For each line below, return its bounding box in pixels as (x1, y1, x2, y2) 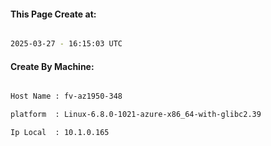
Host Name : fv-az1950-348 (10, 91, 123, 102)
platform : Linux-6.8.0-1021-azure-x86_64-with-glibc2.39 (10, 110, 262, 120)
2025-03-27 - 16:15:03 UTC (10, 39, 123, 49)
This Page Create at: (10, 8, 97, 20)
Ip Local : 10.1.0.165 (10, 128, 110, 138)
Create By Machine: (10, 60, 95, 72)
